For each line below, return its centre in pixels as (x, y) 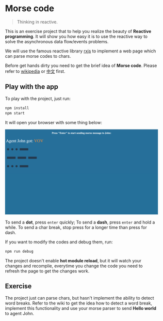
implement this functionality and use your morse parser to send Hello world (81, 308)
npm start (15, 113)
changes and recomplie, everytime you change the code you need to (74, 266)
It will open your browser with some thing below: (54, 122)
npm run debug (19, 252)
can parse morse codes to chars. (38, 56)
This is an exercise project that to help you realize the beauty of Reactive (78, 31)
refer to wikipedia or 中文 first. (35, 71)
